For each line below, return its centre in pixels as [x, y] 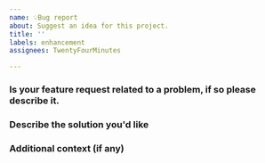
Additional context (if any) [67, 148]
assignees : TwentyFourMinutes [65, 51]
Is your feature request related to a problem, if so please [132, 90]
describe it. [34, 101]
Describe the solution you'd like [79, 124]
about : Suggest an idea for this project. [89, 26]
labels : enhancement [48, 42]
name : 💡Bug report [44, 17]
